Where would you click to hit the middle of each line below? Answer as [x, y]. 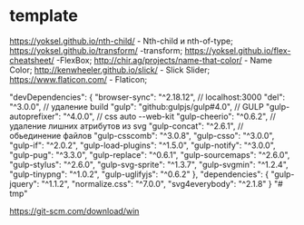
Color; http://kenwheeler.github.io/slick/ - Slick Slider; [110, 70]
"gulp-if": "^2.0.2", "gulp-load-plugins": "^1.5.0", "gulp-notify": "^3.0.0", [142, 145]
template [44, 16]
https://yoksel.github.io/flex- [238, 50]
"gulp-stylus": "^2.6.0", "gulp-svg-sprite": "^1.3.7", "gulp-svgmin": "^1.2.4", [149, 164]
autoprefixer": [35, 116]
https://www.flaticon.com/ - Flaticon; [78, 79]
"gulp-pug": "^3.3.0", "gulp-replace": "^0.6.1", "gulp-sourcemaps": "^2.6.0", [150, 154]
